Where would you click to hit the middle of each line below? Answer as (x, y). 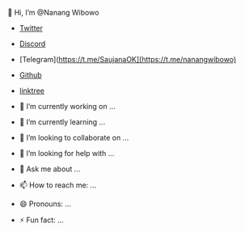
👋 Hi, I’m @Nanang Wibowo (53, 13)
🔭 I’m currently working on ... (67, 106)
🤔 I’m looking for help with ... (67, 153)
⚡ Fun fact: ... (41, 220)
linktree (32, 90)
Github (30, 75)
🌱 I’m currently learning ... (62, 122)
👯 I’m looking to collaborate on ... (74, 138)
